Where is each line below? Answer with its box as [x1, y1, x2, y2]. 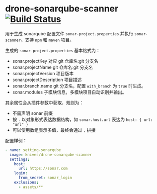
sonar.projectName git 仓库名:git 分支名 [12, 64, 93, 70]
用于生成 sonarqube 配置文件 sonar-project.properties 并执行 [5, 30, 134, 36]
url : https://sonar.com [18, 166, 68, 171]
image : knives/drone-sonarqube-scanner [9, 152, 92, 157]
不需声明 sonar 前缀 [12, 110, 53, 116]
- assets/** [18, 185, 43, 190]
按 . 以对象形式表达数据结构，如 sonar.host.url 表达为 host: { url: [12, 116, 153, 122]
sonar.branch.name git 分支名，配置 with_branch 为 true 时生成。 [12, 83, 146, 89]
